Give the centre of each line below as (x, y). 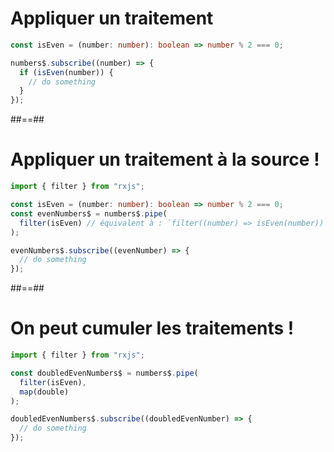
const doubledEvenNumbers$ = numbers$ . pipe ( (104, 373)
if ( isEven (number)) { (66, 72)
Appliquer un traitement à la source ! (165, 159)
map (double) (44, 392)
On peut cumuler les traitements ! (152, 328)
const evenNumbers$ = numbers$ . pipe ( (89, 213)
